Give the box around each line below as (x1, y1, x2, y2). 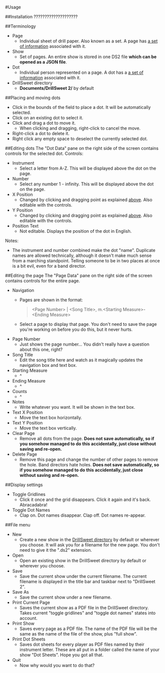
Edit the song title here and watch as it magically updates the (19, 357, 143, 363)
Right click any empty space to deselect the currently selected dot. (12, 136, 148, 142)
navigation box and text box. (19, 362, 77, 368)
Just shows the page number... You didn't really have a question (19, 341, 150, 347)
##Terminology (5, 23, 36, 29)
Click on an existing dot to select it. (12, 115, 83, 120)
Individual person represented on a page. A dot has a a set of (19, 70, 144, 75)
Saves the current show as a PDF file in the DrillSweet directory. (19, 605, 149, 610)
